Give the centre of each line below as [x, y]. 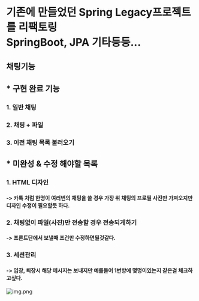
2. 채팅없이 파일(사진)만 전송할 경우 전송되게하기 [71, 222]
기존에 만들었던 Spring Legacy [79, 12]
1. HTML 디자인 [28, 183]
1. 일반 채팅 [21, 107]
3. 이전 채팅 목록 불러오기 [40, 142]
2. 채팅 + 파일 [25, 125]
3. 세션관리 [21, 255]
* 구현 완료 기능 [33, 89]
